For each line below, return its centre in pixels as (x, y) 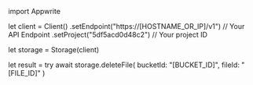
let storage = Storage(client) (54, 50)
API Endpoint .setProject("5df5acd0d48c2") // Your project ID (108, 35)
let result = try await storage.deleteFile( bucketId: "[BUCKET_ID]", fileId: (124, 65)
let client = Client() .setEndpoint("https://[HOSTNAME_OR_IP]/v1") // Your (126, 26)
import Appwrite (35, 11)
